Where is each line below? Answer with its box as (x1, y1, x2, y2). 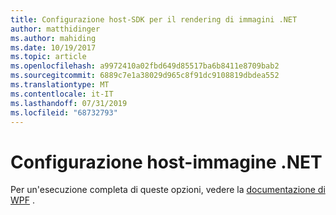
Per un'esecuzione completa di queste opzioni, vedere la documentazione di (10, 184, 326, 196)
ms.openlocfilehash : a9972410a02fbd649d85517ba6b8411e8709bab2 (10, 61, 280, 71)
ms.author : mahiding (10, 33, 97, 43)
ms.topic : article (10, 52, 87, 62)
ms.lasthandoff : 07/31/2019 (10, 98, 128, 108)
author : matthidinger (10, 24, 101, 34)
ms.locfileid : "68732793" (10, 107, 118, 118)
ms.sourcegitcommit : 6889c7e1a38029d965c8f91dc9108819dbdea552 (10, 71, 280, 81)
